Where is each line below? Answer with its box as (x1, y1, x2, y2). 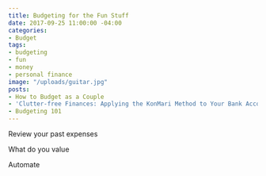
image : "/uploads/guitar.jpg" (8, 78, 108, 86)
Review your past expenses (8, 129, 98, 139)
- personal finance (8, 71, 73, 78)
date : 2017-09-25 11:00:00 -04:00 (8, 19, 123, 27)
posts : (8, 85, 30, 94)
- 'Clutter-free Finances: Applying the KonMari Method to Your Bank (8, 100, 243, 108)
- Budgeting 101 (8, 108, 62, 116)
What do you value (8, 144, 70, 154)
